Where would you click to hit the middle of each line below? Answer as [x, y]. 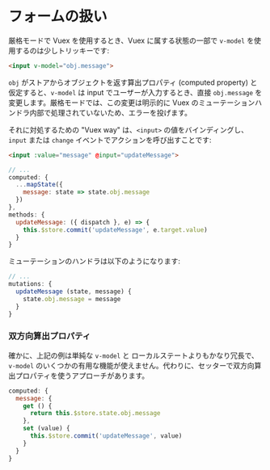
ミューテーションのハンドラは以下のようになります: [94, 261]
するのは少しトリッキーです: [62, 50]
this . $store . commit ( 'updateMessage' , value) [106, 436]
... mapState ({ [39, 185]
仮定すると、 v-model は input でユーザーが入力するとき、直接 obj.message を [135, 92]
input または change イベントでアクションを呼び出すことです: [110, 140]
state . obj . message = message [72, 299]
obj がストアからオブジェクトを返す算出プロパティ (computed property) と [133, 82]
